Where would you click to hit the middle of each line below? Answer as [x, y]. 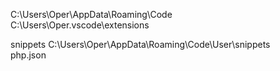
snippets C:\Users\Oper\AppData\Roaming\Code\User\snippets [140, 44]
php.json [28, 55]
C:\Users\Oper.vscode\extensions [80, 25]
